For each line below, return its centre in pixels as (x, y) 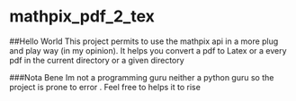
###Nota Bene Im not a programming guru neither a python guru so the (142, 77)
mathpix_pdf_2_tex (82, 17)
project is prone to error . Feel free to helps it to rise (105, 87)
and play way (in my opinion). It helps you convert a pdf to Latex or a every (148, 50)
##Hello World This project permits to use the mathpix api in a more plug (144, 41)
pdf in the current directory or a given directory (97, 60)
